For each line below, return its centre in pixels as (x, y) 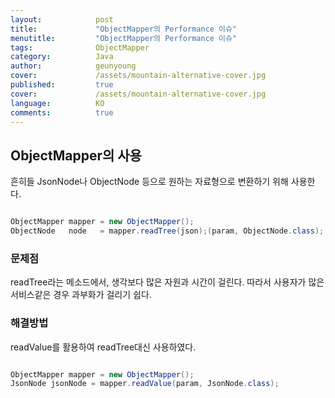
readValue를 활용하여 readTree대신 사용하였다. (103, 347)
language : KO (57, 103)
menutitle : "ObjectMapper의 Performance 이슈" (124, 38)
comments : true (62, 112)
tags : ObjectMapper (80, 47)
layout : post (62, 19)
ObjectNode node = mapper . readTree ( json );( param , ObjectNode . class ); (167, 231)
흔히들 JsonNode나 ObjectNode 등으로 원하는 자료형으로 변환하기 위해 (149, 182)
